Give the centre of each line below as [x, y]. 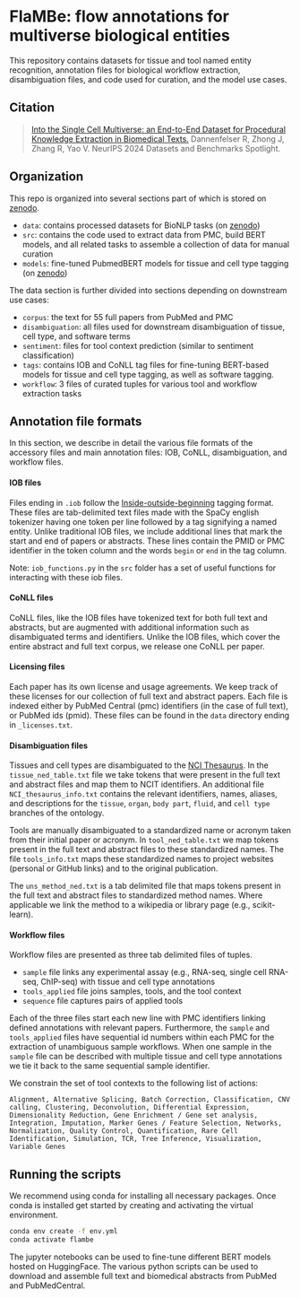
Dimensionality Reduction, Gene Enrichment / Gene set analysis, [133, 1115]
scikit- [264, 905]
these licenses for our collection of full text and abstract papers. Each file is [149, 696]
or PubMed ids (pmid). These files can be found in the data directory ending [150, 715]
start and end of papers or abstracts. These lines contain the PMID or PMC [147, 541]
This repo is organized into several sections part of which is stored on [138, 198]
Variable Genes [38, 1147]
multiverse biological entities [120, 35]
